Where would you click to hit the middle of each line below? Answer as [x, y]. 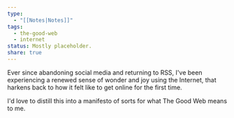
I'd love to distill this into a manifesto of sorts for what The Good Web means [117, 101]
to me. [16, 108]
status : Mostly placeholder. [50, 46]
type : [15, 14]
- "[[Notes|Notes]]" [43, 20]
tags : [15, 27]
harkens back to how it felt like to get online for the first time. [95, 87]
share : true [24, 53]
